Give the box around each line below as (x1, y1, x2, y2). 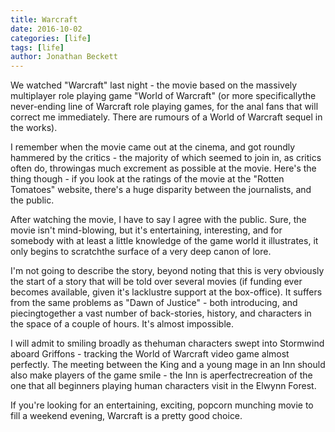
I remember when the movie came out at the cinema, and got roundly (10, 141, 296, 153)
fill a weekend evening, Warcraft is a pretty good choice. (10, 410, 243, 422)
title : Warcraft (10, 14, 78, 25)
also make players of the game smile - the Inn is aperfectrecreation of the (10, 369, 313, 381)
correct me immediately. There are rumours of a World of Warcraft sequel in (10, 111, 323, 123)
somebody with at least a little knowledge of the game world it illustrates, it (10, 235, 319, 247)
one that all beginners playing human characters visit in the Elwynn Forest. (10, 380, 317, 392)
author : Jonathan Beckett (10, 52, 118, 62)
